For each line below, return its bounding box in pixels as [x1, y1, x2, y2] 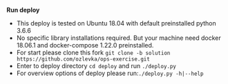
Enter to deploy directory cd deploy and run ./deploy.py [16, 62, 177, 70]
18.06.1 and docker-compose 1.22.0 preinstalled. [16, 41, 154, 49]
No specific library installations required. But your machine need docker [16, 34, 222, 42]
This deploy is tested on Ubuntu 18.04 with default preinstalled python [16, 19, 217, 27]
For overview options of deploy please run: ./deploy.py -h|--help [16, 69, 204, 77]
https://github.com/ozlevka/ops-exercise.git [16, 56, 150, 63]
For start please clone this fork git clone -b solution [16, 48, 171, 56]
